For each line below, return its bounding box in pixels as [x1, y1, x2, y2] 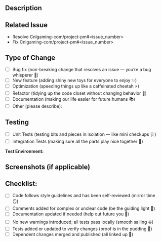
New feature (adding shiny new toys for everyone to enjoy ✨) [12, 78, 137, 83]
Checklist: [5, 179, 38, 188]
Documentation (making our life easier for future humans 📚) [12, 96, 136, 102]
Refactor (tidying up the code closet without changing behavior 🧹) [12, 90, 147, 96]
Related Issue [5, 21, 48, 29]
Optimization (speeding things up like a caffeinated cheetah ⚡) [12, 83, 140, 89]
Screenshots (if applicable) [5, 162, 90, 171]
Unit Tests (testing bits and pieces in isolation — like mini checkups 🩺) [12, 131, 157, 137]
